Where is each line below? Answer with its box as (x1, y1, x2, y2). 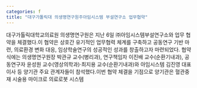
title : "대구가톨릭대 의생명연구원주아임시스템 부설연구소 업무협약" (6, 14, 148, 20)
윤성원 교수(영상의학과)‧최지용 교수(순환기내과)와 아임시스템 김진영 (26, 60, 181, 68)
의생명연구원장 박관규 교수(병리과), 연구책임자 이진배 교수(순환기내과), (21, 53, 184, 60)
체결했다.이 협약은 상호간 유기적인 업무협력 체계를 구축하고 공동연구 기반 (17, 38, 184, 45)
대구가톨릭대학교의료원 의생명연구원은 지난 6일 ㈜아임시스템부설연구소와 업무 (6, 31, 185, 38)
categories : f (6, 8, 42, 15)
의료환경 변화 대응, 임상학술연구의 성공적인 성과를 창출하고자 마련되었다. (14, 45, 180, 53)
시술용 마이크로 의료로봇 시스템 (12, 75, 84, 83)
